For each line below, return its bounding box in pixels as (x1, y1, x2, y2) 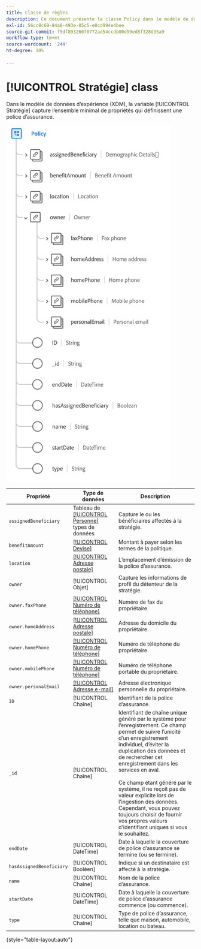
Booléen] (72, 866, 96, 873)
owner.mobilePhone (8, 666, 55, 672)
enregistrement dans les (118, 760, 178, 767)
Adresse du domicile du (118, 619, 177, 626)
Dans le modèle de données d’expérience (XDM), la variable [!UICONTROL (6, 100, 190, 107)
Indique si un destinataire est (118, 859, 190, 866)
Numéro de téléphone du (118, 640, 180, 647)
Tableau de (72, 504, 100, 512)
